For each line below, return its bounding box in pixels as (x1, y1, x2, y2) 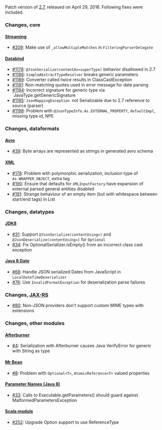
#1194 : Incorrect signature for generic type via (12, 87, 105, 93)
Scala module (5, 409, 33, 414)
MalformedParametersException (12, 397, 77, 403)
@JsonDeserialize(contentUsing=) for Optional (12, 236, 106, 242)
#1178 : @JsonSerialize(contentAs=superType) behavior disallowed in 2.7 (12, 66, 156, 72)
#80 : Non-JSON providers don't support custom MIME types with (12, 303, 144, 308)
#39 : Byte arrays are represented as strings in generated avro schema (12, 148, 153, 154)
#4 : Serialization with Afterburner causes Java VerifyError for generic (12, 343, 152, 348)
